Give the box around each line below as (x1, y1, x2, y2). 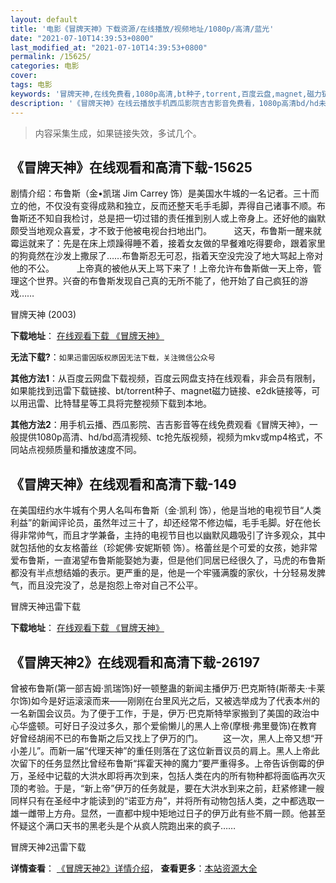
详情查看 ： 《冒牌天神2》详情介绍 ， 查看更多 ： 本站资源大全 (10, 862, 258, 874)
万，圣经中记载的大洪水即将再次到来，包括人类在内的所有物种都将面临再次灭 (10, 769, 326, 781)
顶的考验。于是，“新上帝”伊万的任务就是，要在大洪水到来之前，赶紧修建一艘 (10, 782, 325, 794)
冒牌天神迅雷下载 (10, 601, 81, 613)
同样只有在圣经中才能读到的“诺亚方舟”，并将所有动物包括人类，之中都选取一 (10, 794, 325, 806)
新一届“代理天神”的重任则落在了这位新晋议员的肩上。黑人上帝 (58, 744, 312, 756)
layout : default (10, 14, 78, 25)
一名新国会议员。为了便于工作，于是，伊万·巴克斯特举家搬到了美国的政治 (10, 707, 312, 719)
